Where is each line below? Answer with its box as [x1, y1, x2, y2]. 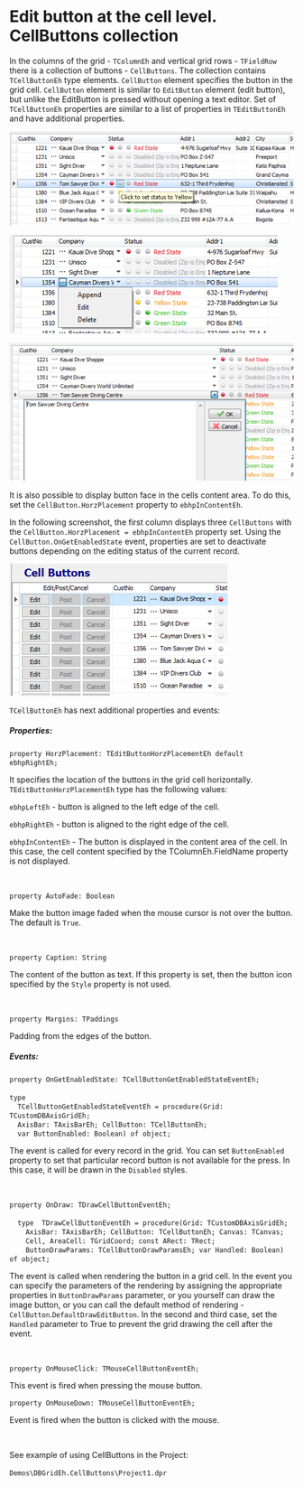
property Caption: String [9, 953, 106, 962]
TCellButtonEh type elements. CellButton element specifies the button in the [9, 74, 293, 85]
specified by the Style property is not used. [9, 978, 171, 989]
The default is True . [9, 917, 81, 928]
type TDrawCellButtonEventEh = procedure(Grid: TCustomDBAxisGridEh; [17, 1218, 289, 1228]
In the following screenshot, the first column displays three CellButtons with [9, 517, 292, 528]
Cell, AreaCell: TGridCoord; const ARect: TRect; [25, 1236, 216, 1246]
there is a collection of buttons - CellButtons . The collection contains [9, 65, 266, 76]
